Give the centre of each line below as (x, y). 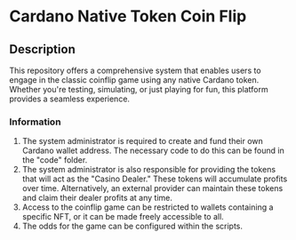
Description (42, 49)
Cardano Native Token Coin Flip (128, 16)
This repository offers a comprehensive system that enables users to (135, 70)
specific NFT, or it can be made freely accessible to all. (123, 217)
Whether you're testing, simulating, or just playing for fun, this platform (139, 89)
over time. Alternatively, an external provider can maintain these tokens (152, 188)
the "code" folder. (55, 160)
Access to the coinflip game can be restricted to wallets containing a (148, 207)
